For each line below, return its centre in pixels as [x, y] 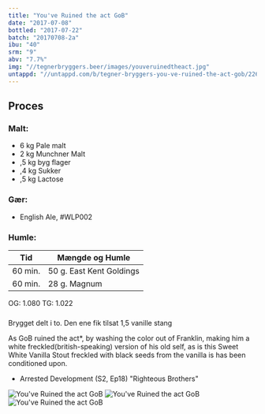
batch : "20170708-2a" [44, 37]
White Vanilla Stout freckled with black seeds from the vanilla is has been [127, 355]
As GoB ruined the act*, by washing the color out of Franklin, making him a [129, 338]
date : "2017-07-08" [40, 23]
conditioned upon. [38, 363]
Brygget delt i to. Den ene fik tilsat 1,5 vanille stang [90, 323]
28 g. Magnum [75, 283]
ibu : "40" [24, 45]
